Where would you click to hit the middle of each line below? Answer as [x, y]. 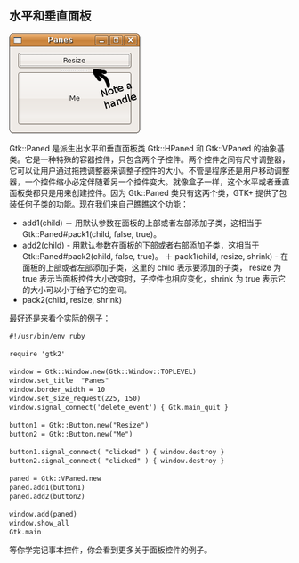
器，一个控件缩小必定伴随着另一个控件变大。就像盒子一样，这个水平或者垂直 [149, 182]
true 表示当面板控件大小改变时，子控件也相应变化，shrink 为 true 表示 [150, 278]
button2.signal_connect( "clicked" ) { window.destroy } [117, 461]
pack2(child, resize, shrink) [72, 299]
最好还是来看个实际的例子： [60, 318]
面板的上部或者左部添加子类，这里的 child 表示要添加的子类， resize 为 [152, 267]
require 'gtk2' [37, 354]
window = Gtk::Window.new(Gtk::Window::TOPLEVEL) [103, 371]
